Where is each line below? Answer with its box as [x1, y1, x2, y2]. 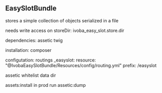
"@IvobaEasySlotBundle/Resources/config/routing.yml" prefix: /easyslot [5, 62, 157, 68]
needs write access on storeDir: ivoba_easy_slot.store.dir [5, 27, 124, 34]
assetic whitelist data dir [5, 72, 56, 78]
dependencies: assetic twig [5, 37, 63, 43]
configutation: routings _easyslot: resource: [5, 57, 96, 63]
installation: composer [5, 47, 52, 53]
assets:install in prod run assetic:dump [5, 82, 86, 88]
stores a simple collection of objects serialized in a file [5, 17, 119, 23]
